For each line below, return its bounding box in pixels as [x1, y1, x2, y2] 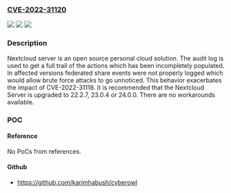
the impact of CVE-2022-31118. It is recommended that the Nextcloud [7, 83, 205, 91]
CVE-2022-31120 [7, 5, 67, 14]
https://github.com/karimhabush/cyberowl [17, 178, 138, 186]
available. [7, 98, 34, 106]
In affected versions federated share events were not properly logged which [7, 69, 223, 77]
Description [7, 38, 48, 48]
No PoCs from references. [7, 147, 81, 155]
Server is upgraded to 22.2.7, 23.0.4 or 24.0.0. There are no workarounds [7, 91, 216, 99]
